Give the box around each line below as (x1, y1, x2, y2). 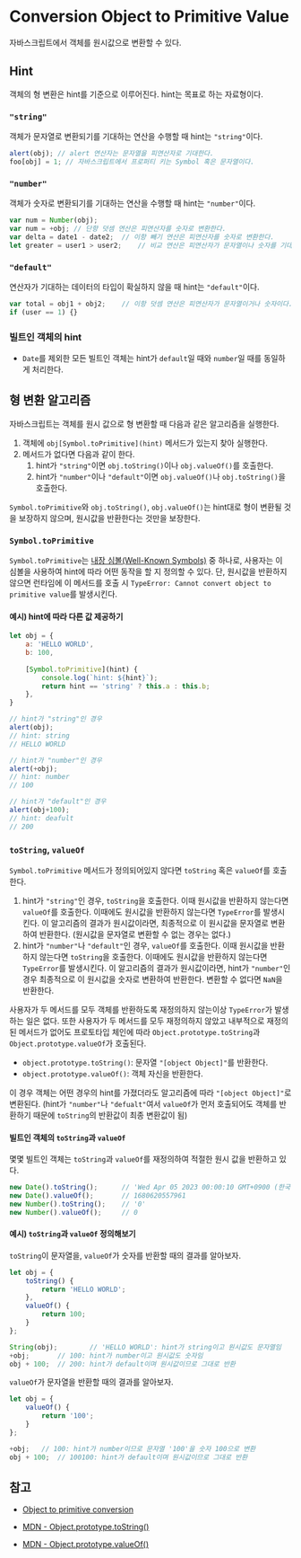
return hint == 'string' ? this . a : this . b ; (41, 681, 211, 691)
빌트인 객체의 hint (9, 331, 82, 343)
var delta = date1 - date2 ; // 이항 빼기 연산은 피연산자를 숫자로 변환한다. (9, 232, 275, 242)
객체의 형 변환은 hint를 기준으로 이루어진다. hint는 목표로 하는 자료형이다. (9, 88, 264, 100)
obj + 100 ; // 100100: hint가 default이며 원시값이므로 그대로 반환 (9, 1453, 248, 1462)
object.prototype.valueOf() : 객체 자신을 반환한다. (21, 1067, 203, 1079)
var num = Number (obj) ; (9, 216, 99, 226)
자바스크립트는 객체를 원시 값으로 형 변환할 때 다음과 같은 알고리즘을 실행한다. (9, 418, 279, 429)
